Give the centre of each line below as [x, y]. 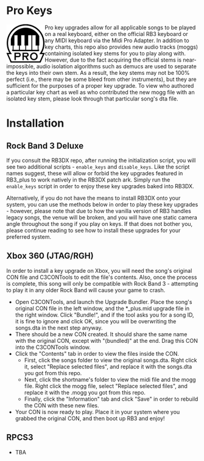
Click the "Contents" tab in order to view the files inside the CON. [97, 353]
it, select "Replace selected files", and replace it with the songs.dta [108, 367]
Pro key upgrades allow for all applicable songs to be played [120, 27]
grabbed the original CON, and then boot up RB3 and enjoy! [90, 418]
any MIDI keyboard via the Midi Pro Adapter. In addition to [117, 40]
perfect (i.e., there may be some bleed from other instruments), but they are [101, 79]
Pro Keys [30, 11]
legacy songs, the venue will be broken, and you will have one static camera [102, 217]
